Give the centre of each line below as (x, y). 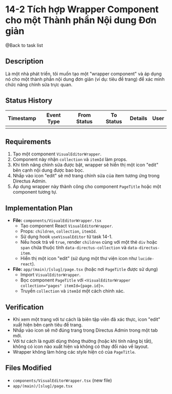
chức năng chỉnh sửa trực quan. (39, 84)
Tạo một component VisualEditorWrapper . (57, 154)
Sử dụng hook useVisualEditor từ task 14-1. (66, 237)
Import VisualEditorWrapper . (50, 275)
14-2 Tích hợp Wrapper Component (82, 9)
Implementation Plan (39, 208)
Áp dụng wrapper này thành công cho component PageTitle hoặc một (87, 187)
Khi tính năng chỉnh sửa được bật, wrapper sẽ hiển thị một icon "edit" (85, 165)
